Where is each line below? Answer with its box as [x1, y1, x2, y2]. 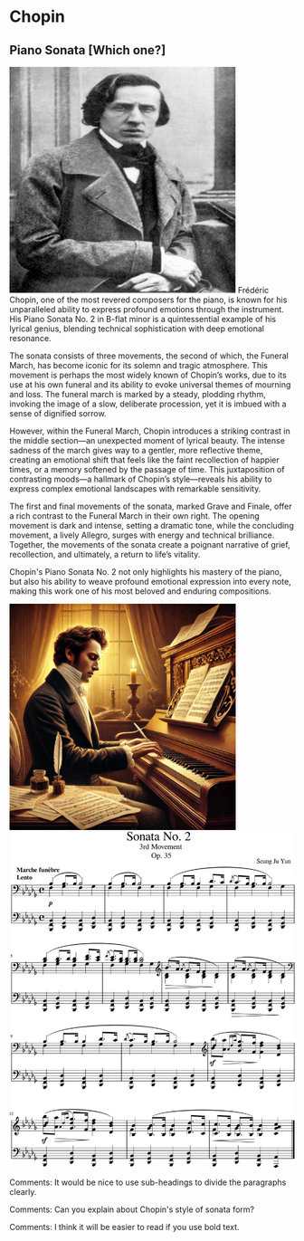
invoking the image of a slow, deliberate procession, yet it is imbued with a [9, 398, 287, 409]
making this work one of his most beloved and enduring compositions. [9, 586, 271, 597]
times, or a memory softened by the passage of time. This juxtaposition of [9, 464, 285, 474]
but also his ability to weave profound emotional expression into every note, [9, 577, 291, 587]
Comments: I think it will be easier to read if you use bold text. [9, 1222, 240, 1232]
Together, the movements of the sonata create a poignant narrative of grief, [9, 539, 291, 549]
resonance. [9, 333, 52, 343]
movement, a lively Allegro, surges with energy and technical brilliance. [9, 530, 275, 540]
